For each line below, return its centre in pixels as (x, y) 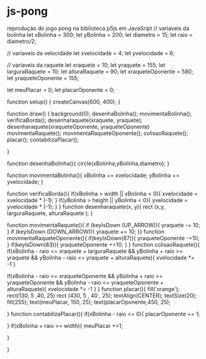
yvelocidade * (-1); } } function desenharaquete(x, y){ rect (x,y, (86, 206)
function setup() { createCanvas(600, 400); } (64, 102)
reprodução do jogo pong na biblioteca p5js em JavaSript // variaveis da (98, 28)
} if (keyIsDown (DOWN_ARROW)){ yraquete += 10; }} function (86, 232)
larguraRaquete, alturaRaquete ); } (50, 213)
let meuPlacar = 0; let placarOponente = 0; (61, 89)
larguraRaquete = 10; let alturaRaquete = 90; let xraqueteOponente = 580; (100, 71)
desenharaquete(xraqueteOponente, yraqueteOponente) (78, 126)
